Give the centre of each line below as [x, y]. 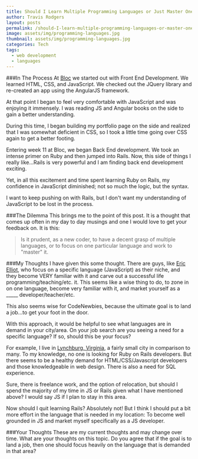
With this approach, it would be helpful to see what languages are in [89, 324]
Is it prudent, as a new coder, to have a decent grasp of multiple [98, 239]
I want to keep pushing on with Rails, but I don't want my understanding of [96, 198]
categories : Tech [27, 45]
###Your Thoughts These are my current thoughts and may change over [94, 432]
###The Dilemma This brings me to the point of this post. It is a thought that [98, 215]
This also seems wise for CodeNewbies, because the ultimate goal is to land [99, 306]
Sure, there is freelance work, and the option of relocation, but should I [92, 384]
